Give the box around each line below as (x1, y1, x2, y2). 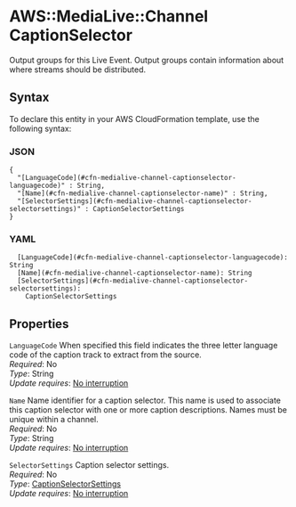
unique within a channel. (9, 414, 100, 425)
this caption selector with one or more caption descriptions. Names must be (9, 405, 287, 415)
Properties (9, 316, 69, 331)
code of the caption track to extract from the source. (9, 349, 202, 360)
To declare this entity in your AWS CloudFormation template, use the (9, 113, 260, 124)
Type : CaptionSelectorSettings (9, 478, 122, 489)
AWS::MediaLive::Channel (9, 6, 209, 27)
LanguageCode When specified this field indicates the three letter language (9, 340, 278, 351)
